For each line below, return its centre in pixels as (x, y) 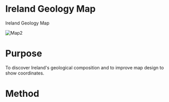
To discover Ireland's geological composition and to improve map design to (84, 67)
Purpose (24, 54)
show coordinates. (25, 73)
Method (22, 94)
